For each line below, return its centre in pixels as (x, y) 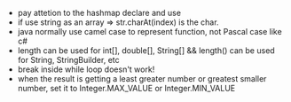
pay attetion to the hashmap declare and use (99, 13)
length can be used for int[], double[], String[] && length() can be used (146, 51)
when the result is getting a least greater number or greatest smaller (142, 78)
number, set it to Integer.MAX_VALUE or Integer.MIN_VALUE (126, 88)
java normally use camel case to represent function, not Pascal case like (149, 31)
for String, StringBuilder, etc (68, 60)
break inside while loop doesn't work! (86, 69)
